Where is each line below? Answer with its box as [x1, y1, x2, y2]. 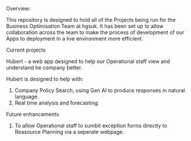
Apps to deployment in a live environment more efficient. [6, 35, 143, 42]
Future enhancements [6, 111, 59, 117]
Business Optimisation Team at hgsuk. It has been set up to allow [6, 23, 163, 29]
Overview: [6, 5, 31, 12]
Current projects [6, 46, 46, 53]
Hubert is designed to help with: [6, 76, 84, 82]
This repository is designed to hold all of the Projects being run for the [6, 16, 176, 23]
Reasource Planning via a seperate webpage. [14, 129, 125, 135]
